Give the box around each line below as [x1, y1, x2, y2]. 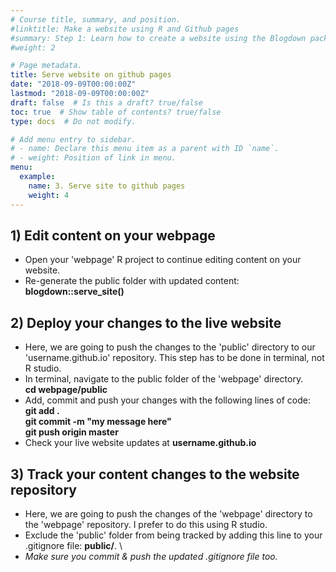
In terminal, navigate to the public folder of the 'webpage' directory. [24, 373, 304, 385]
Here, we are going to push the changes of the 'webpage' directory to [24, 507, 313, 520]
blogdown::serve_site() [24, 286, 125, 298]
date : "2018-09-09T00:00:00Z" [10, 79, 137, 90]
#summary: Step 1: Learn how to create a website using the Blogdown [10, 33, 307, 43]
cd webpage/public [24, 384, 108, 396]
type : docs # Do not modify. [10, 116, 137, 126]
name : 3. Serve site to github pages [28, 181, 186, 191]
